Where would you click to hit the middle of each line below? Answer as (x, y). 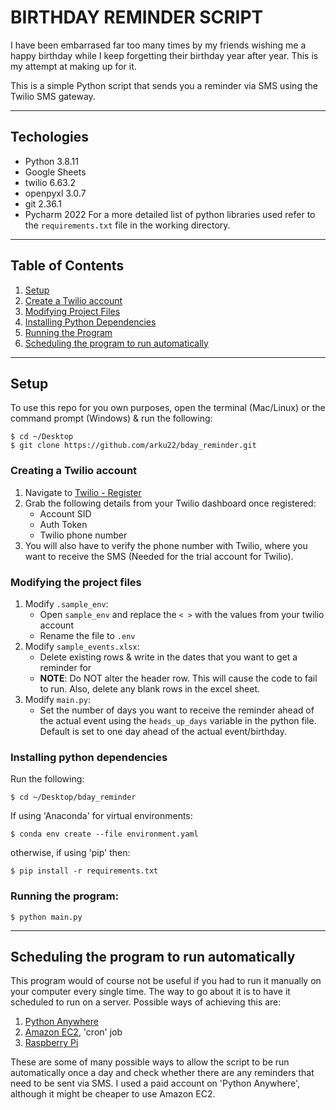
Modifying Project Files (72, 311)
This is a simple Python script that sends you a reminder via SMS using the (164, 85)
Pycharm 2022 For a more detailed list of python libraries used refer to (170, 214)
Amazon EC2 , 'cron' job (73, 1032)
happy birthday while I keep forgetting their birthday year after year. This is (164, 55)
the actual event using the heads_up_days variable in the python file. (178, 720)
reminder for (65, 667)
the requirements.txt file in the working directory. (127, 225)
